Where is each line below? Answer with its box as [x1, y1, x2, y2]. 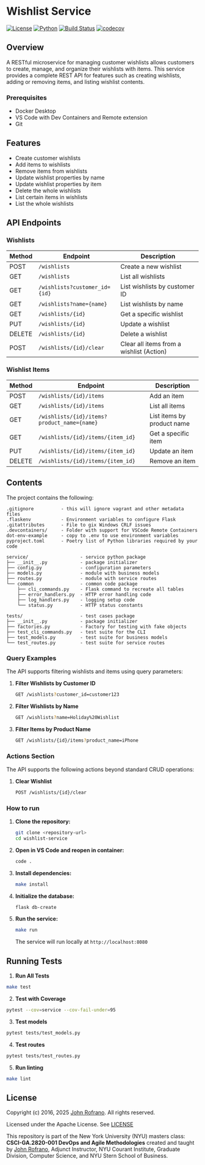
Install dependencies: [15, 869, 72, 877]
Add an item [149, 391, 184, 400]
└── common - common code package [6, 581, 138, 587]
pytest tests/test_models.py [6, 1030, 81, 1036]
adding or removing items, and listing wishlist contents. [6, 78, 145, 85]
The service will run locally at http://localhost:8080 [15, 938, 148, 946]
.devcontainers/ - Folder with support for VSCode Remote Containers [6, 527, 198, 533]
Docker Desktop [15, 107, 56, 115]
